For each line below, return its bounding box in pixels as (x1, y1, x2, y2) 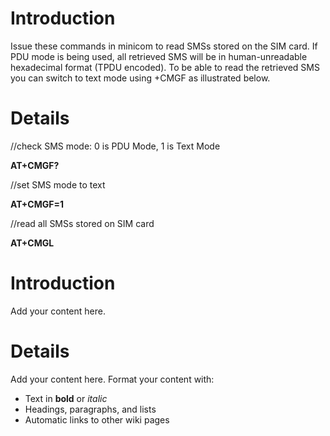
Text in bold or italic (24, 392, 108, 404)
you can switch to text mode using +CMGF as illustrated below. (10, 72, 271, 84)
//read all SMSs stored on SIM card (10, 217, 155, 229)
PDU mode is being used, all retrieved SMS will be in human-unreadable (10, 50, 308, 62)
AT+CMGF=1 (10, 198, 64, 210)
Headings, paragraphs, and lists (24, 403, 157, 415)
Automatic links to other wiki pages (24, 413, 170, 426)
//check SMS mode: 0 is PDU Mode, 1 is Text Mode (10, 140, 221, 152)
